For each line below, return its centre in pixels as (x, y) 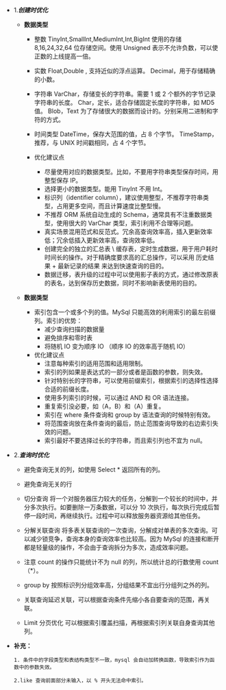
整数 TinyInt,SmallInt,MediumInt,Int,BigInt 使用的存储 (108, 39)
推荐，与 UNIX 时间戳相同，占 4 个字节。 (92, 143)
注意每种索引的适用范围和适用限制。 (96, 363)
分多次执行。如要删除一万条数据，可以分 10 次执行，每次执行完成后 (118, 507)
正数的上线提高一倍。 (64, 56)
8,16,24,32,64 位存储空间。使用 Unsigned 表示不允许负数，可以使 (126, 48)
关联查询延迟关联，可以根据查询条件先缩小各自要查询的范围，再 (114, 600)
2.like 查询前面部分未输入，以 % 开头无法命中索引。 (80, 680)
